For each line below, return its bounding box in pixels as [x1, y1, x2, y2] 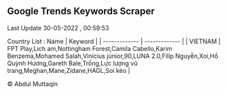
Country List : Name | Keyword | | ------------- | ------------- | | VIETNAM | [7, 37, 221, 45]
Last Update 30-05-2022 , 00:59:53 [7, 23, 109, 32]
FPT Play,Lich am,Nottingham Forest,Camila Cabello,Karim [7, 44, 173, 52]
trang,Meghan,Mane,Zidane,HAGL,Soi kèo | [7, 66, 131, 74]
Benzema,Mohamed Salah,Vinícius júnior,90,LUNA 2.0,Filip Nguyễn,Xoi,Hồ [7, 52, 219, 60]
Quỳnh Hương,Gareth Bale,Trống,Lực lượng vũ [7, 59, 138, 67]
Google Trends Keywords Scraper [7, 6, 155, 17]
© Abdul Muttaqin [7, 79, 58, 88]
